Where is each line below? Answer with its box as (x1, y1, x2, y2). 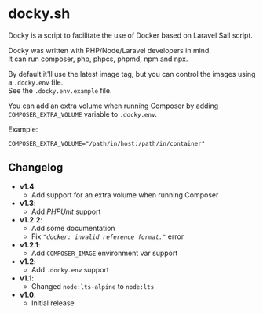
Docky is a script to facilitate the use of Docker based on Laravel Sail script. (8, 31, 254, 40)
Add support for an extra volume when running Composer (31, 189, 219, 200)
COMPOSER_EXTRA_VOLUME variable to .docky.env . (8, 109, 158, 118)
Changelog (8, 161, 64, 175)
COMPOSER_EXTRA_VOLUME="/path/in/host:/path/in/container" (8, 139, 206, 147)
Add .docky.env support (31, 265, 110, 274)
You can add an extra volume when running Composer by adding (8, 101, 219, 110)
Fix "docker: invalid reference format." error (31, 232, 184, 241)
